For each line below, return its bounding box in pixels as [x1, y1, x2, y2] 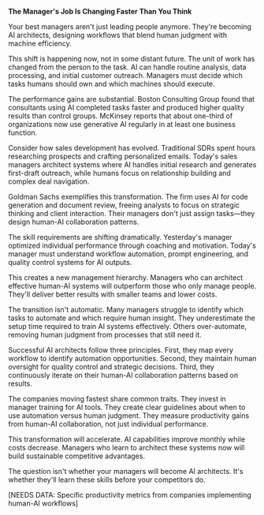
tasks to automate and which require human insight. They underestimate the [8, 313, 256, 323]
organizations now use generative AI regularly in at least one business [8, 120, 236, 129]
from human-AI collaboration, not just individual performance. [8, 420, 209, 428]
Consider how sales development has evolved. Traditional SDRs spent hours [8, 144, 256, 152]
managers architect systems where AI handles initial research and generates [8, 160, 257, 169]
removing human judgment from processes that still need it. [8, 330, 203, 339]
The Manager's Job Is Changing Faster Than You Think [8, 7, 192, 16]
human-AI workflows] [8, 498, 79, 508]
